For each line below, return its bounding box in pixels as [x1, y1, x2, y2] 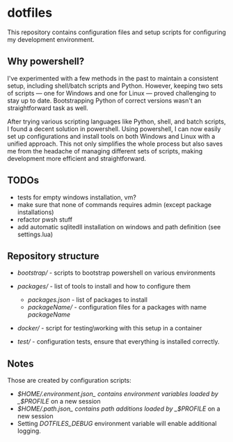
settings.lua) [17, 230, 54, 238]
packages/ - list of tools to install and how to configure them [17, 282, 191, 291]
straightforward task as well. [7, 103, 88, 112]
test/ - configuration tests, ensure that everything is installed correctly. [17, 337, 220, 346]
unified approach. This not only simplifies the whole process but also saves [7, 139, 223, 148]
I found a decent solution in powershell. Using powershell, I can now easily [7, 124, 221, 133]
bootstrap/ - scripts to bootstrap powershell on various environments [17, 268, 216, 277]
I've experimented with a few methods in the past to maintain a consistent [7, 74, 219, 82]
